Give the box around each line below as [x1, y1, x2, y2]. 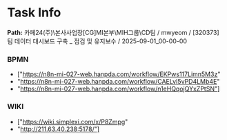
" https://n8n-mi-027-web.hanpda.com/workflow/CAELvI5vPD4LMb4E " [17, 78, 220, 86]
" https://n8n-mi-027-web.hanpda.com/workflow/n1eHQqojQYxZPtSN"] [17, 84, 220, 93]
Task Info [7, 5, 61, 21]
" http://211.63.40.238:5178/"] [17, 125, 100, 133]
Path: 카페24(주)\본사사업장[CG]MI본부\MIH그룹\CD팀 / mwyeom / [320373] [7, 28, 219, 36]
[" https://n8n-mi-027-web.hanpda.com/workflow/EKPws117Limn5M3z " [17, 70, 221, 78]
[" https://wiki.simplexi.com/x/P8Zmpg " [17, 117, 128, 126]
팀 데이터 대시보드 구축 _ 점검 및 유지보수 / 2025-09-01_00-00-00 [7, 36, 188, 45]
